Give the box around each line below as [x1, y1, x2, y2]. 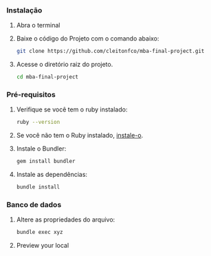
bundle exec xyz [16, 229, 63, 236]
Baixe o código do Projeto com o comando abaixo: [16, 34, 159, 43]
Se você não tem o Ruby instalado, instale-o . [16, 131, 144, 140]
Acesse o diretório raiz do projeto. [16, 61, 113, 69]
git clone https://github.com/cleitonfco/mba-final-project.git [16, 47, 205, 55]
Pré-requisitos [6, 89, 56, 99]
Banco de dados [6, 200, 62, 209]
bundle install [16, 184, 60, 191]
